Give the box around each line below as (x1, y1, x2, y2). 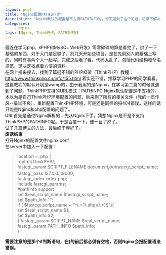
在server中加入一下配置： (5, 144, 58, 149)
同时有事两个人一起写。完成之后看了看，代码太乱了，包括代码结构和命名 (13, 57, 161, 62)
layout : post (5, 7, 32, 12)
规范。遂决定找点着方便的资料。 (5, 63, 70, 69)
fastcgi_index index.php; (17, 175, 68, 181)
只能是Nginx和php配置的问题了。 (5, 106, 73, 112)
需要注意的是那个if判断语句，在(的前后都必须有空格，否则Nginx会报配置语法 (5, 238, 161, 244)
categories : (5, 21, 30, 26)
